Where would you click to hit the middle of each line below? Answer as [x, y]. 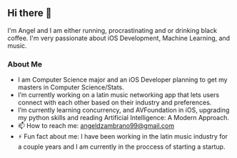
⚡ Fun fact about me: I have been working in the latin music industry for [123, 137]
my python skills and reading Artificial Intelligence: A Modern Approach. [123, 118]
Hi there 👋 [30, 13]
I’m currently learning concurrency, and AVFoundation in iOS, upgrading [123, 110]
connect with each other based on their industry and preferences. [115, 103]
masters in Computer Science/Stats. [71, 87]
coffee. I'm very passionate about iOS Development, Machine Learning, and [119, 38]
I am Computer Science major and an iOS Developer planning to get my [122, 80]
